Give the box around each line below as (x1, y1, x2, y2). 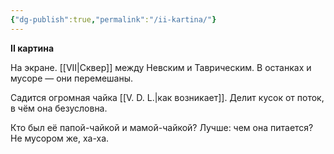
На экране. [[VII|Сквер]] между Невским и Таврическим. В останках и (10, 61, 312, 73)
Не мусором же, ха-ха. (10, 132, 110, 144)
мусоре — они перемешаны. (10, 72, 134, 84)
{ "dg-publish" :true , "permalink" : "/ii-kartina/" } (10, 14, 217, 25)
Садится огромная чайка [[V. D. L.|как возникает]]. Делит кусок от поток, (10, 91, 325, 103)
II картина (10, 42, 55, 54)
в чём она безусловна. (10, 102, 108, 114)
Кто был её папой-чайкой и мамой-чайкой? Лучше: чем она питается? (10, 121, 314, 133)
